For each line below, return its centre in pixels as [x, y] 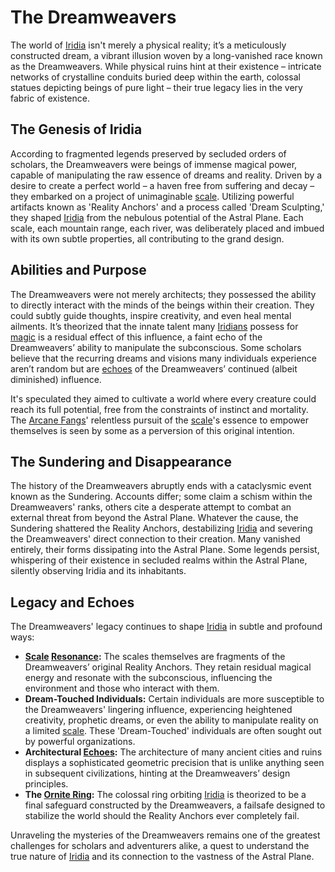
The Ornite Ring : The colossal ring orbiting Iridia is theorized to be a [165, 795]
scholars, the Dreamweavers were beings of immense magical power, [154, 164]
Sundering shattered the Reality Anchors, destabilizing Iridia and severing [161, 528]
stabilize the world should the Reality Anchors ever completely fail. [162, 816]
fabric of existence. [50, 98]
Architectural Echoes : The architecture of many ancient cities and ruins [173, 752]
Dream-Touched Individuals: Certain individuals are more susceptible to [174, 699]
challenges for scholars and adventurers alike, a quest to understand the [160, 846]
